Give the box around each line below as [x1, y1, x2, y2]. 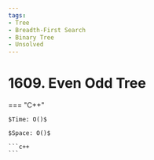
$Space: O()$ [8, 129, 51, 137]
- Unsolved [8, 41, 44, 49]
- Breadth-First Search [8, 26, 86, 34]
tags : [8, 11, 26, 20]
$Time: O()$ [8, 115, 47, 124]
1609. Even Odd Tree [8, 75, 147, 93]
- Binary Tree [8, 33, 55, 42]
